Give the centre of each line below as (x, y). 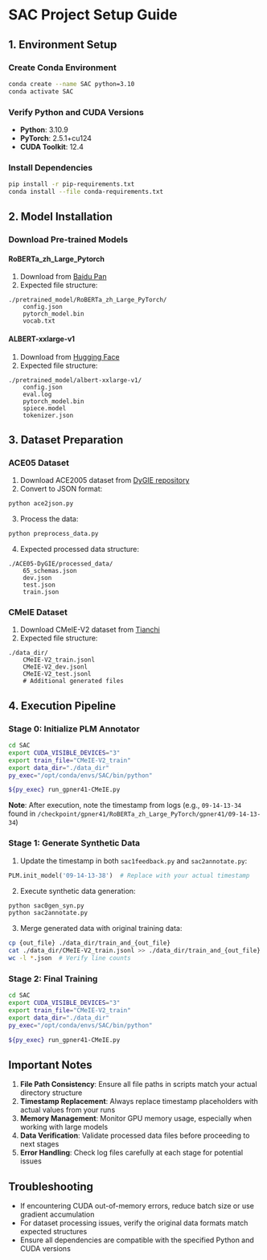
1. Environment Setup (63, 45)
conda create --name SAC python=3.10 (72, 84)
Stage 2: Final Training (53, 978)
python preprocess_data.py (53, 534)
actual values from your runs (68, 1110)
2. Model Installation (61, 217)
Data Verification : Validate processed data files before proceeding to (135, 1135)
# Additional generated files (74, 681)
